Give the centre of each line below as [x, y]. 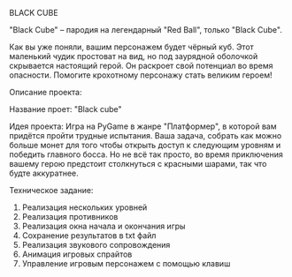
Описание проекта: [46, 92]
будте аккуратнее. [44, 173]
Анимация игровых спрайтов [77, 254]
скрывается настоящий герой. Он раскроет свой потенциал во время [141, 66]
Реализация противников [70, 217]
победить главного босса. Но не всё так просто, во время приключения [146, 154]
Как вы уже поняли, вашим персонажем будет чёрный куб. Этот [131, 47]
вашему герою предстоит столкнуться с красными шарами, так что [138, 164]
